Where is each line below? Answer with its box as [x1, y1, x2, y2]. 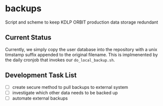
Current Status [5, 33, 52, 42]
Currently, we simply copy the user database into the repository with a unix [5, 46, 158, 52]
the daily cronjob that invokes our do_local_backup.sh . [5, 57, 115, 63]
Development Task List [5, 71, 77, 79]
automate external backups [12, 95, 68, 101]
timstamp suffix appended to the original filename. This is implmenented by [5, 52, 158, 57]
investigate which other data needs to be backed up [12, 89, 118, 96]
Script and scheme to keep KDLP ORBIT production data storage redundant [5, 19, 159, 25]
